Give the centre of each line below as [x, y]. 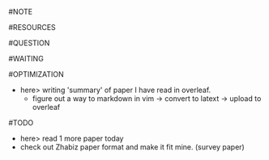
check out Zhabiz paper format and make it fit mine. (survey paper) [132, 147]
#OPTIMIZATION [36, 74]
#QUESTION [29, 43]
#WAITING [26, 59]
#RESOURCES [32, 27]
